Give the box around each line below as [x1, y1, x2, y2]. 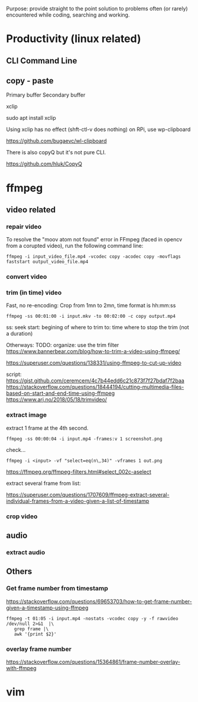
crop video [6, 512, 38, 521]
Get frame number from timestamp [6, 584, 108, 592]
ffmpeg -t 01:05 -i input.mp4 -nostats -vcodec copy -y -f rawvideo [6, 615, 178, 621]
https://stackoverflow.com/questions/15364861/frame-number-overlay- [6, 658, 181, 665]
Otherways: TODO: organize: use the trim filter [6, 342, 119, 349]
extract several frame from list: [6, 480, 81, 487]
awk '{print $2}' [14, 631, 57, 637]
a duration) [6, 330, 33, 337]
